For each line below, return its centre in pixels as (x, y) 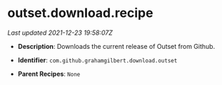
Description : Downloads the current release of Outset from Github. (116, 46)
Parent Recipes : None (49, 74)
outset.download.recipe (80, 13)
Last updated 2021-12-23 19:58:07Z (60, 33)
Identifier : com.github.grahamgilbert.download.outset (97, 60)
